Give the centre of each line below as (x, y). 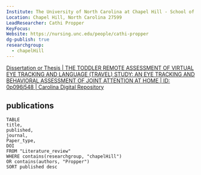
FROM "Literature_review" (38, 151)
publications (30, 106)
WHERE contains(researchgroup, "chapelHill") (64, 156)
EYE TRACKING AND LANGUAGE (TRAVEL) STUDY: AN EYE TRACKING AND (100, 74)
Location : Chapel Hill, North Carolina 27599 (64, 17)
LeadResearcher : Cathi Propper (45, 23)
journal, (17, 135)
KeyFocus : (19, 28)
